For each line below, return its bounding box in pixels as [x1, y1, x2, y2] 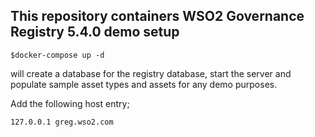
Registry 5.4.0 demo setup [10, 24, 180, 41]
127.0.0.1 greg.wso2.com [10, 117, 114, 127]
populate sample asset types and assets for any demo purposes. [10, 78, 278, 90]
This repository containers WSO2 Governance [10, 8, 305, 25]
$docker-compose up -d [10, 50, 105, 60]
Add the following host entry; [10, 97, 130, 109]
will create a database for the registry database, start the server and [10, 67, 292, 79]
